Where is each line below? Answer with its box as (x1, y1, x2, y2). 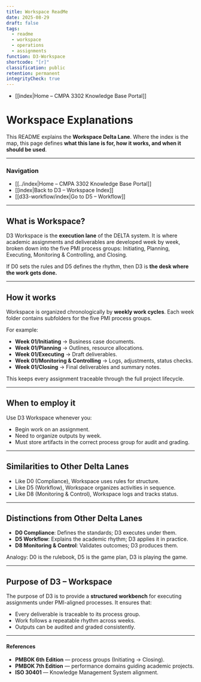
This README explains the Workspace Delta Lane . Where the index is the (6, 133, 188, 141)
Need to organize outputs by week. (14, 432, 102, 439)
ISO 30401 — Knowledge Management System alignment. (14, 669, 159, 676)
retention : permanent (6, 70, 60, 76)
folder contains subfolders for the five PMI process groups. (6, 314, 152, 321)
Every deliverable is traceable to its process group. (14, 610, 141, 618)
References (6, 642, 36, 650)
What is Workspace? (6, 216, 86, 226)
